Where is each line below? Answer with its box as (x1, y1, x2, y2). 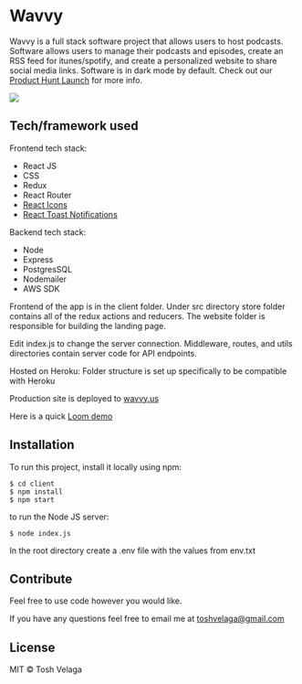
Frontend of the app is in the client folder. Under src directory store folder (9, 301, 286, 312)
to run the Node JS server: (9, 511, 109, 522)
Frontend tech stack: (9, 143, 88, 154)
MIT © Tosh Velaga (9, 664, 82, 675)
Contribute (9, 571, 73, 586)
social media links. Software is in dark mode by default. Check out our (9, 65, 273, 76)
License (9, 639, 56, 655)
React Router (22, 189, 72, 200)
